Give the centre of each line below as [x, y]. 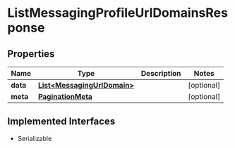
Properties [31, 54]
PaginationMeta [65, 96]
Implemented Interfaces [61, 122]
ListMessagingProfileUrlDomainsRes [117, 13]
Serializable [35, 138]
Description [161, 73]
